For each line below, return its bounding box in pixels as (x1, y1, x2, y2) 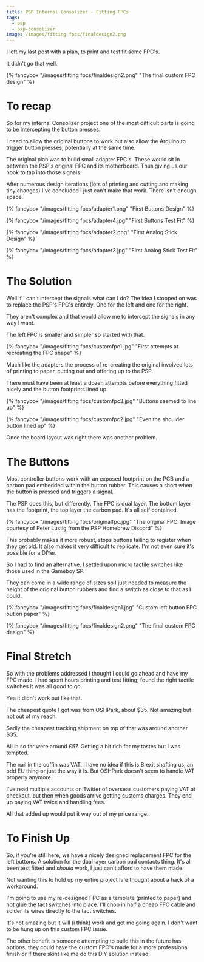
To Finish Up (6, 832, 70, 845)
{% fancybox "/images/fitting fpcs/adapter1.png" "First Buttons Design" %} (6, 205, 195, 212)
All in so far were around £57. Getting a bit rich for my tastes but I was (6, 742, 181, 750)
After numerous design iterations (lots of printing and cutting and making (6, 180, 189, 188)
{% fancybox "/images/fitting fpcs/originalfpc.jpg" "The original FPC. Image (6, 518, 196, 525)
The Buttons (6, 455, 70, 469)
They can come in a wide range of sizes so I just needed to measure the (6, 579, 187, 586)
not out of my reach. (6, 713, 58, 720)
